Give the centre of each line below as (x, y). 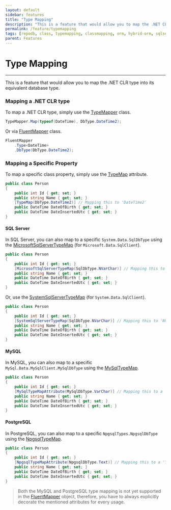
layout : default (22, 10)
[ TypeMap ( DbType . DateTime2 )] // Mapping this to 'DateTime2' (80, 203)
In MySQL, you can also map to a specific (49, 363)
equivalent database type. (33, 88)
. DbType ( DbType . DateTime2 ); (44, 150)
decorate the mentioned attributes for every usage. (71, 502)
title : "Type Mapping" (29, 19)
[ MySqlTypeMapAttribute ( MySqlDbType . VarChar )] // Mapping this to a (89, 391)
